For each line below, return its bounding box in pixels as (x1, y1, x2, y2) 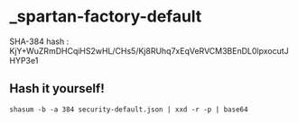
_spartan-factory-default (9, 6, 202, 27)
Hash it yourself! (9, 81, 106, 96)
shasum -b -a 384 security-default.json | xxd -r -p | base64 (9, 105, 248, 114)
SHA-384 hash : (9, 36, 70, 47)
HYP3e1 (9, 55, 39, 66)
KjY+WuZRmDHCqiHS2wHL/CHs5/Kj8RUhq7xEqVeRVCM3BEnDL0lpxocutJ (9, 45, 289, 56)
